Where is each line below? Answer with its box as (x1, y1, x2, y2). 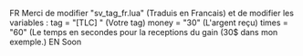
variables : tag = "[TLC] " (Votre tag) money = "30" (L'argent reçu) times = (9, 17, 289, 28)
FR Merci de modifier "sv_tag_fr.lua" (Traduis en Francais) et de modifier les (9, 8, 295, 18)
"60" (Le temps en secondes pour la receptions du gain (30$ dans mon (9, 27, 278, 37)
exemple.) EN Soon (9, 36, 82, 47)
